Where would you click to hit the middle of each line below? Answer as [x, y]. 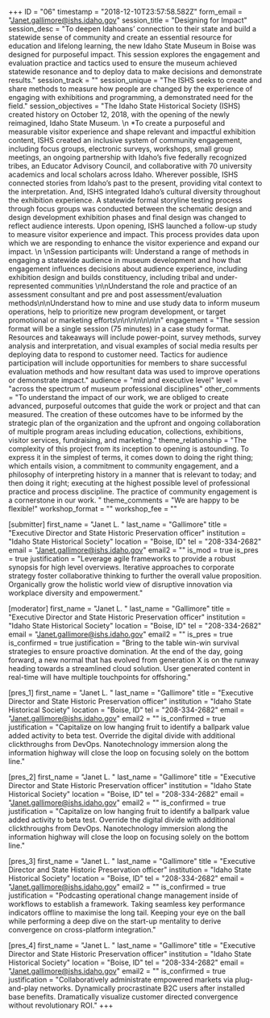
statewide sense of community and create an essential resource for [120, 37]
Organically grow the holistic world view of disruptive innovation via [120, 584]
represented [29, 286]
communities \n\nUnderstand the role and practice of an [144, 286]
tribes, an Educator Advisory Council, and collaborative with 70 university [130, 166]
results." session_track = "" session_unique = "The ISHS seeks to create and [135, 80]
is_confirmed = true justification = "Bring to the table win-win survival [124, 643]
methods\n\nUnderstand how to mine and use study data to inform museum [134, 303]
